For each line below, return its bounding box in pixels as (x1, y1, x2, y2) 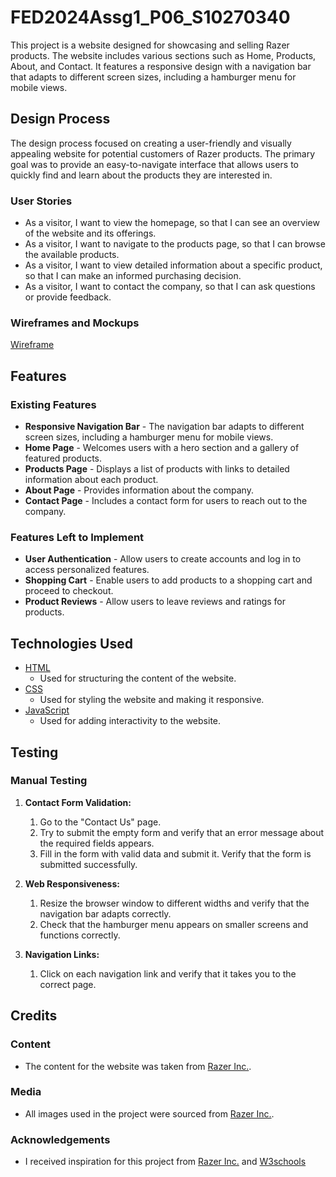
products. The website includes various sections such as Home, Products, (10, 49, 317, 61)
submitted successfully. (39, 858, 138, 870)
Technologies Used (10, 635, 133, 652)
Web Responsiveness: (24, 877, 120, 890)
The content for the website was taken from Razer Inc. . (24, 1060, 252, 1072)
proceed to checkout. (24, 585, 114, 597)
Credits (10, 1007, 58, 1025)
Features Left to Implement (10, 530, 145, 544)
